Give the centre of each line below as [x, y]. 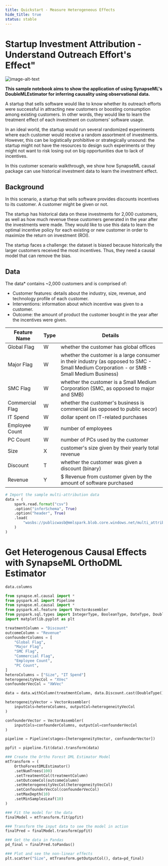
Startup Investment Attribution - [73, 44]
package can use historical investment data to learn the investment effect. [81, 171]
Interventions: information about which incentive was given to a [78, 304]
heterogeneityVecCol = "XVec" [37, 680]
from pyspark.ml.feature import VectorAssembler [57, 610]
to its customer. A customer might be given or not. [57, 204]
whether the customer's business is [102, 402]
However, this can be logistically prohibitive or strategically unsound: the [80, 140]
